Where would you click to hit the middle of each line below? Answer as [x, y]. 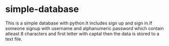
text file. [14, 39]
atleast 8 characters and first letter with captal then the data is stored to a [82, 33]
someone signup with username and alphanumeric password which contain [84, 28]
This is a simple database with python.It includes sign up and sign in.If [79, 23]
